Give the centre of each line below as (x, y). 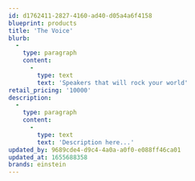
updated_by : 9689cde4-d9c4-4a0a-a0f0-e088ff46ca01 (95, 150)
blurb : (19, 38)
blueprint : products (43, 23)
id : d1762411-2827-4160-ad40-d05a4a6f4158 (80, 16)
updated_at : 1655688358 (48, 157)
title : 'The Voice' (41, 30)
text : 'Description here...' (86, 142)
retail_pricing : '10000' (50, 90)
